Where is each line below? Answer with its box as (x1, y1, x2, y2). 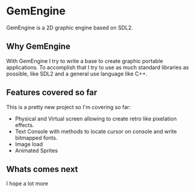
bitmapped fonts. (14, 134, 58, 141)
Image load (14, 140, 43, 147)
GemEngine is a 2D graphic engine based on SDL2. (6, 24, 134, 31)
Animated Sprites (14, 147, 58, 154)
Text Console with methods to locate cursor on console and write (14, 128, 178, 135)
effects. (14, 121, 34, 128)
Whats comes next (6, 164, 78, 174)
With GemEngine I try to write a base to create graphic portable (6, 57, 164, 64)
